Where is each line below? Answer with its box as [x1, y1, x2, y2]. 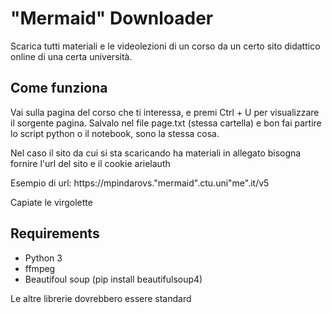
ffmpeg [24, 262, 56, 274]
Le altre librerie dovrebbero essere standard [10, 292, 192, 304]
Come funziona [10, 80, 108, 97]
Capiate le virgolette [10, 196, 93, 208]
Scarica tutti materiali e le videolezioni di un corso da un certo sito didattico [10, 40, 321, 52]
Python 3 [24, 252, 63, 264]
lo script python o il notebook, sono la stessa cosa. [10, 127, 220, 139]
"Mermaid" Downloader [10, 7, 214, 30]
